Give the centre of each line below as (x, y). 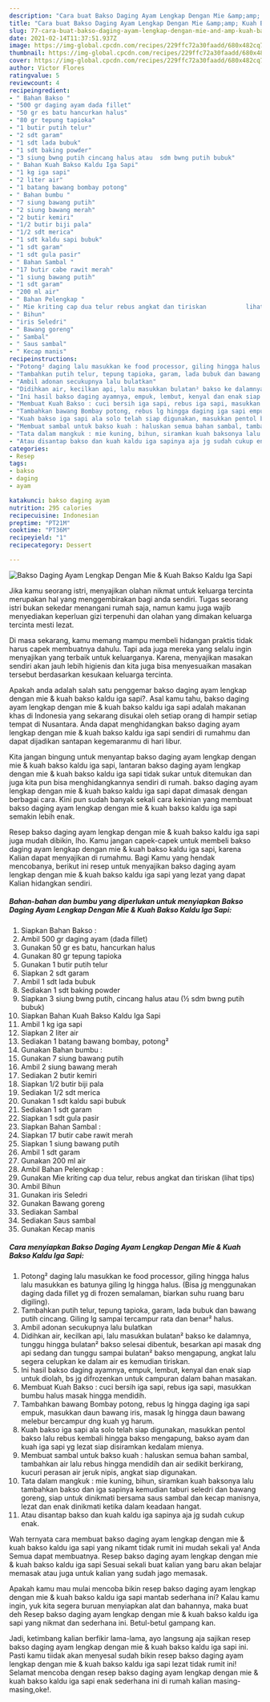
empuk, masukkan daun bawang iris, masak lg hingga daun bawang (133, 1412)
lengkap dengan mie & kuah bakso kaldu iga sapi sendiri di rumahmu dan (130, 732)
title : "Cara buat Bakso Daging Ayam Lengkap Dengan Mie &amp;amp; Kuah (133, 23)
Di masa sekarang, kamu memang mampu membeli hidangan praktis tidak (131, 640)
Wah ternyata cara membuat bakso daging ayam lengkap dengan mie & (127, 1539)
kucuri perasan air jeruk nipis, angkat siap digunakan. (109, 1472)
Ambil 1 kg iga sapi (51, 1024)
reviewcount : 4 (34, 83)
